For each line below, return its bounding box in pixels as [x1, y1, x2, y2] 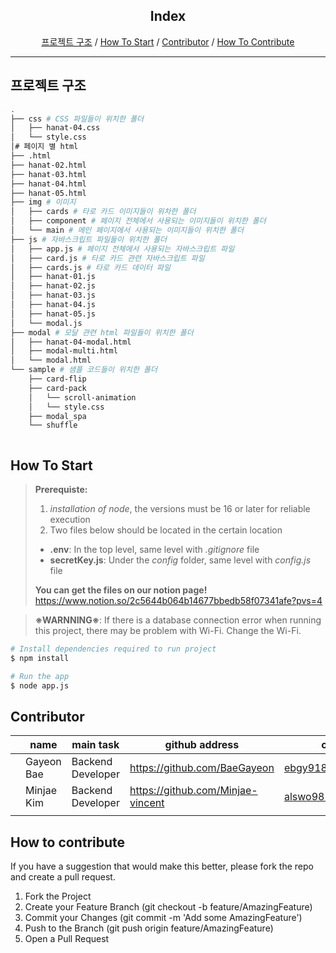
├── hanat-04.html [10, 179, 87, 189]
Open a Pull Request [24, 933, 110, 945]
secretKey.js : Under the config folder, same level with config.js [49, 554, 312, 566]
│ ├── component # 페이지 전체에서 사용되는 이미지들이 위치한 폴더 [10, 216, 267, 226]
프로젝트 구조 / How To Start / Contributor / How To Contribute [41, 35, 295, 48]
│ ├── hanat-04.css [10, 123, 101, 133]
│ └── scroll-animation [28, 392, 137, 403]
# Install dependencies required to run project [10, 644, 217, 654]
